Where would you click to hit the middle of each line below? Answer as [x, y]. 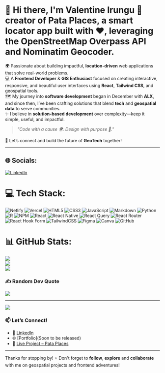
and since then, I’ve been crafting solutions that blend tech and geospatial [81, 103]
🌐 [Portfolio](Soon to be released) [46, 338]
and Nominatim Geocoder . [60, 52]
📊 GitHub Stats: [39, 241]
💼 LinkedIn [23, 333]
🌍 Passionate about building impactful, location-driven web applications [79, 65]
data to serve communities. [33, 108]
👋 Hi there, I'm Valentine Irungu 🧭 [74, 10]
